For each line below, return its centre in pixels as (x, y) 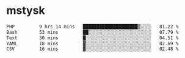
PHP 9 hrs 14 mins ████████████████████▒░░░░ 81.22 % (92, 27)
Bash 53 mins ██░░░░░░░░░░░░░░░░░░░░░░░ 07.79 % (92, 32)
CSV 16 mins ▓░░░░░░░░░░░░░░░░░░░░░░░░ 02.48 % (92, 49)
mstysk (26, 11)
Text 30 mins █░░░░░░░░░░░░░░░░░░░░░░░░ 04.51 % (92, 38)
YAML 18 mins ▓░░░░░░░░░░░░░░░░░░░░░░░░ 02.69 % (92, 43)
